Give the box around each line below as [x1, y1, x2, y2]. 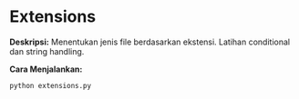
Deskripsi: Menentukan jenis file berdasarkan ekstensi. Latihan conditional [9, 36, 290, 47]
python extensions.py [9, 81, 92, 90]
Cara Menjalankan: [9, 64, 83, 74]
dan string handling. [9, 45, 85, 56]
